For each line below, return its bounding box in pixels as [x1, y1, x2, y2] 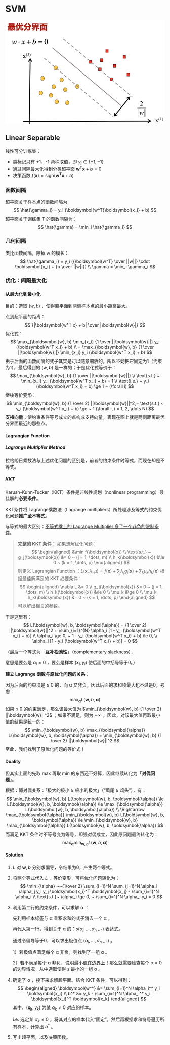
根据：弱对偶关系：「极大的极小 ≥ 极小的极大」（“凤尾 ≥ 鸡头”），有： [5, 787, 147, 794]
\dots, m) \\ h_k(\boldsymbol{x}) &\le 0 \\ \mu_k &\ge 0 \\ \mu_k [26, 589, 157, 595]
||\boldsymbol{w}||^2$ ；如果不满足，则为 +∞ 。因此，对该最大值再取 [5, 712, 152, 718]
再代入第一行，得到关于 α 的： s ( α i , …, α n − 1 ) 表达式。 [12, 926, 123, 933]
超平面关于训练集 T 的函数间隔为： [5, 216, 77, 222]
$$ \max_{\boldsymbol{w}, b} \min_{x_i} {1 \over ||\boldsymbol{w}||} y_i [10, 339, 160, 345]
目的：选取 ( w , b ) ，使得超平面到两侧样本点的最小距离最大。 [5, 303, 131, 309]
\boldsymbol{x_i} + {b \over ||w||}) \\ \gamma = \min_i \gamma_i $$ [14, 264, 156, 270]
